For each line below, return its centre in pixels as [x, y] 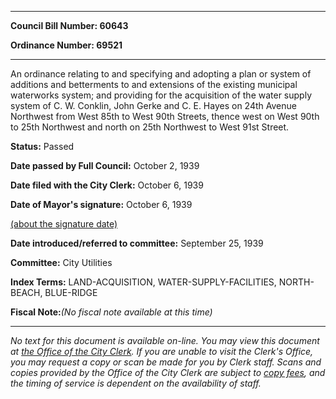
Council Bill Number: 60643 [69, 25]
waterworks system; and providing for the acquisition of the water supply [161, 95]
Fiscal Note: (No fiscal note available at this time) [111, 312]
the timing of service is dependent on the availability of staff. [136, 383]
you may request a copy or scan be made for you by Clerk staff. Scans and [166, 362]
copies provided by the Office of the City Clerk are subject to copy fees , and [168, 372]
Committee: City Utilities [61, 262]
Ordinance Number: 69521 [66, 45]
